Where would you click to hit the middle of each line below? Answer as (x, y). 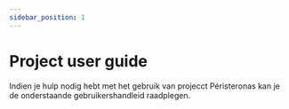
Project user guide (79, 61)
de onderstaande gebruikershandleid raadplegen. (100, 95)
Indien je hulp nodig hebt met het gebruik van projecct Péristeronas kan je (144, 86)
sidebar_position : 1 (48, 17)
